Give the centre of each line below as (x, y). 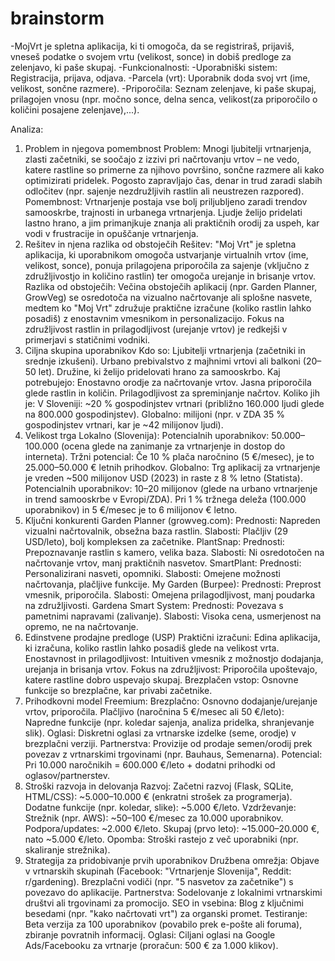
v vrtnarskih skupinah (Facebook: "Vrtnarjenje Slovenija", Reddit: (158, 871)
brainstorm (57, 18)
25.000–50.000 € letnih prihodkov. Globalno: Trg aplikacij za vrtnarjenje (172, 467)
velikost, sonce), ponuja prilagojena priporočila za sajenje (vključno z (167, 265)
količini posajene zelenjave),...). (75, 109)
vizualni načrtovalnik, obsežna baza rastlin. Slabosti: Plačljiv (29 (156, 531)
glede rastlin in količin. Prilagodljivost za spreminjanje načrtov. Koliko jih (172, 393)
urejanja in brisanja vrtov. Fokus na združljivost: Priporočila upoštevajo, (171, 669)
